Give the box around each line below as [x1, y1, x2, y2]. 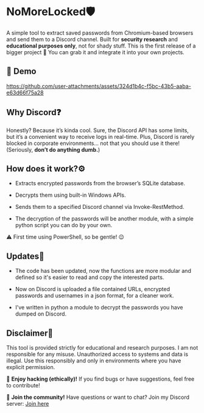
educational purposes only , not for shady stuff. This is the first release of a [6, 42, 196, 49]
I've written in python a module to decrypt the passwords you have [15, 304, 184, 311]
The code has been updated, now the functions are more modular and [15, 267, 192, 275]
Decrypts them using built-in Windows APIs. [15, 191, 126, 199]
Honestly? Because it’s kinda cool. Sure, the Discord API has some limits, [6, 126, 189, 134]
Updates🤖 [6, 251, 44, 261]
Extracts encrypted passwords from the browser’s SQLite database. [15, 180, 186, 187]
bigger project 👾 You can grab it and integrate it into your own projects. [6, 48, 185, 55]
